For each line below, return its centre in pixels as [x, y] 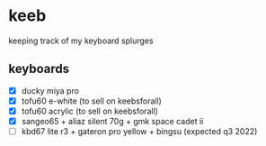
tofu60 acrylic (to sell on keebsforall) [90, 111]
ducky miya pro [50, 90]
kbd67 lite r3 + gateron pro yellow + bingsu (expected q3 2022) [139, 131]
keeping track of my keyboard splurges [81, 41]
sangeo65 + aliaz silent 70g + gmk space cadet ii [112, 121]
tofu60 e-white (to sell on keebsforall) [92, 101]
